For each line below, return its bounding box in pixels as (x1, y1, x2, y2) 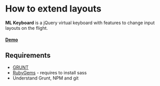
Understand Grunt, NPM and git (12, 75, 79, 81)
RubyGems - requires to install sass (12, 70, 87, 76)
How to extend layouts (5, 3, 102, 15)
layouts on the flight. (5, 25, 48, 31)
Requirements (5, 51, 51, 59)
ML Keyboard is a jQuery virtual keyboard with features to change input (5, 20, 155, 26)
